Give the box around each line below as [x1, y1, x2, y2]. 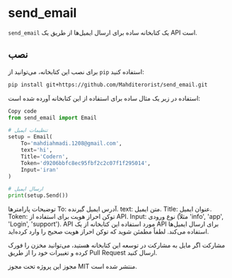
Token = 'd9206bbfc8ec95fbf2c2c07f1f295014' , [21, 159, 151, 167]
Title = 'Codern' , [21, 153, 69, 160]
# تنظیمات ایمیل [8, 127, 48, 134]
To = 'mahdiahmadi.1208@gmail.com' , [21, 140, 122, 147]
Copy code [8, 107, 37, 114]
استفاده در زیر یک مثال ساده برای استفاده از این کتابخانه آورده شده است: [8, 94, 201, 102]
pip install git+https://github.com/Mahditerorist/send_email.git [8, 81, 208, 88]
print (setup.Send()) [8, 192, 69, 199]
